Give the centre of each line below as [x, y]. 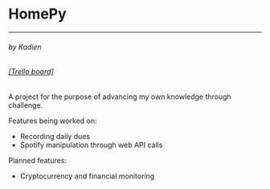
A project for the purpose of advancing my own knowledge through [120, 97]
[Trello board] [31, 72]
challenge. [26, 105]
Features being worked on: [53, 121]
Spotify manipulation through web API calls [91, 145]
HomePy [37, 14]
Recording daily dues [55, 136]
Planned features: [37, 160]
